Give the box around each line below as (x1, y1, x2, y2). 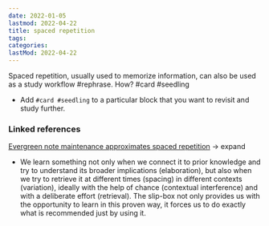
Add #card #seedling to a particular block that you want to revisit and (19, 95, 250, 104)
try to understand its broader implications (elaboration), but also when (19, 166, 252, 176)
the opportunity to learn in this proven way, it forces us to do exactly (19, 200, 247, 209)
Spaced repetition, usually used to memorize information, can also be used (8, 71, 257, 80)
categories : (8, 42, 48, 50)
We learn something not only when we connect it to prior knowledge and (19, 157, 261, 167)
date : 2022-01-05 (8, 11, 67, 20)
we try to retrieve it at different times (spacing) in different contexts (19, 174, 243, 184)
